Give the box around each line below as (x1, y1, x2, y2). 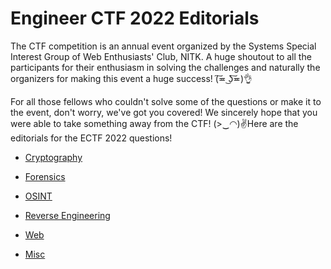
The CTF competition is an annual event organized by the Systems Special (10, 40, 317, 52)
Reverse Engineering (24, 209, 111, 221)
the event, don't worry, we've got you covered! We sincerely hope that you (10, 106, 318, 118)
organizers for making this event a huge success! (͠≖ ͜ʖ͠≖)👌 (10, 72, 253, 84)
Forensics (24, 170, 66, 182)
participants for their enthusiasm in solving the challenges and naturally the (10, 61, 321, 73)
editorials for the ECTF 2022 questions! (10, 132, 173, 144)
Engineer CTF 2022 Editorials (10, 7, 260, 30)
